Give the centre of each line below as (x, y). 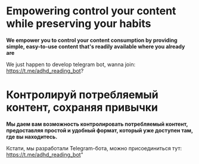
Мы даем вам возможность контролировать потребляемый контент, (97, 124)
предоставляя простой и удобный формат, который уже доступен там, (99, 130)
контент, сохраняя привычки (82, 108)
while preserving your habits (79, 24)
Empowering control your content (91, 11)
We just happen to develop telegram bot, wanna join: (71, 64)
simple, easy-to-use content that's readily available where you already (96, 47)
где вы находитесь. (32, 137)
